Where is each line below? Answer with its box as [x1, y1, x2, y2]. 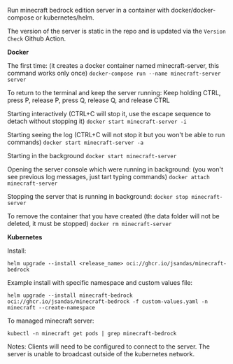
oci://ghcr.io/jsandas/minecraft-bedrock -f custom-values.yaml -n [7, 298, 209, 305]
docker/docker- [171, 6, 216, 14]
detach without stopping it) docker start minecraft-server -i [7, 117, 188, 125]
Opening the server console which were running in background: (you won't [7, 165, 224, 174]
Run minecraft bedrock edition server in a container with [7, 6, 170, 14]
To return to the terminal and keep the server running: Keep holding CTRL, [7, 89, 221, 97]
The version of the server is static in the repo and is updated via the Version [7, 27, 226, 35]
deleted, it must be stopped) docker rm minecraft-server [7, 220, 172, 227]
